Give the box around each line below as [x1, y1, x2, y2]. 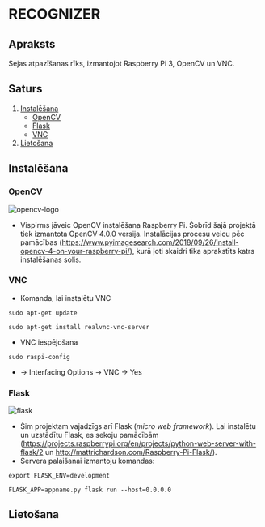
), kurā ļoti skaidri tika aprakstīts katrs [129, 246, 255, 255]
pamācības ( [19, 237, 62, 247]
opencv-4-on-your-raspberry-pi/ [19, 246, 131, 255]
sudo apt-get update [8, 309, 78, 317]
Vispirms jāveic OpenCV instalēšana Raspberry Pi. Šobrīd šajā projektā [19, 220, 256, 229]
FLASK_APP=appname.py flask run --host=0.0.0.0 [8, 486, 172, 495]
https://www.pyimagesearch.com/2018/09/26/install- [61, 237, 240, 247]
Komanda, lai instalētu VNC [19, 293, 111, 302]
